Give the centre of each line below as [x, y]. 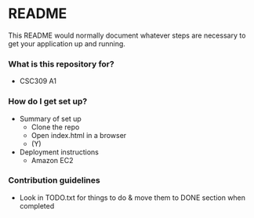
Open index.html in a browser [79, 135]
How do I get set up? [48, 101]
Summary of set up [51, 118]
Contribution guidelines [54, 180]
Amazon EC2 [52, 160]
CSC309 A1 [38, 81]
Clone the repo [55, 127]
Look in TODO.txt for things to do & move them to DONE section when [132, 198]
